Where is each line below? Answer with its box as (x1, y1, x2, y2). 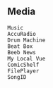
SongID (7, 73, 27, 80)
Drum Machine (7, 37, 46, 44)
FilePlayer (7, 67, 40, 75)
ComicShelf (7, 61, 40, 68)
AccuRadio (7, 30, 37, 37)
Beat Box (7, 42, 33, 50)
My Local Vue (7, 55, 46, 62)
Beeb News (7, 49, 37, 56)
